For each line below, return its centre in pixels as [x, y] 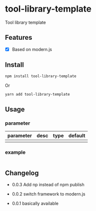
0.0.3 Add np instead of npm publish [48, 185]
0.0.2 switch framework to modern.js [48, 194]
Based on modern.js [32, 49]
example [15, 152]
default [77, 136]
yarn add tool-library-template [37, 94]
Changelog [22, 173]
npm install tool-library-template [41, 76]
